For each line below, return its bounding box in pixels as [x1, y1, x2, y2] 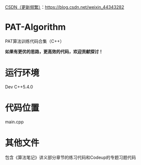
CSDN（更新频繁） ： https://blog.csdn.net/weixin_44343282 [5, 4, 124, 10]
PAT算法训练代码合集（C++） [5, 38, 65, 44]
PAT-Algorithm [5, 21, 66, 33]
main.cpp [5, 119, 24, 125]
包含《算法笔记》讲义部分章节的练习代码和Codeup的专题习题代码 [5, 154, 136, 160]
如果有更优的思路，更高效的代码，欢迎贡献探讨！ [5, 48, 103, 55]
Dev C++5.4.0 [5, 84, 33, 90]
